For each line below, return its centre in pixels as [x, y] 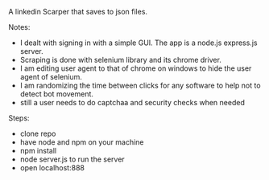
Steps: [19, 118]
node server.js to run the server [72, 159]
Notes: [19, 27]
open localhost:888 [52, 168]
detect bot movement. [57, 94]
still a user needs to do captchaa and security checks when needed [132, 102]
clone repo [38, 133]
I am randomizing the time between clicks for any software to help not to [140, 85]
